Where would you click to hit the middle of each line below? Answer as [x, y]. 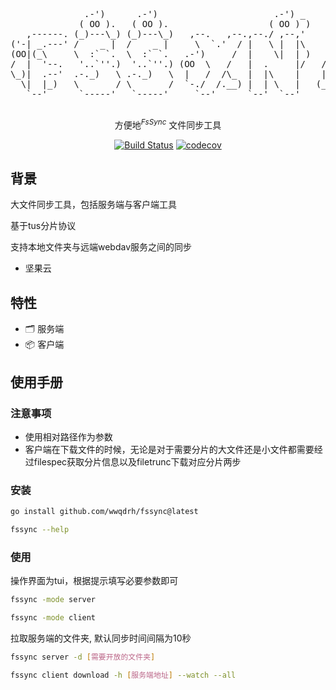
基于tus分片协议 [43, 226]
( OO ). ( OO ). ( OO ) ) [195, 24]
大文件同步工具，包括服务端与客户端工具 [93, 205]
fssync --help [40, 530]
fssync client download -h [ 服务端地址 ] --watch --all [123, 675]
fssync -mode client [53, 618]
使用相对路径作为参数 [68, 436]
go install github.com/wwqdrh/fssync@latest [104, 512]
